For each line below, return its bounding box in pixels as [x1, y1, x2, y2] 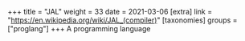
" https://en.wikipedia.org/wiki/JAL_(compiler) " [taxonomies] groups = [7, 15, 238, 25]
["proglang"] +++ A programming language [7, 24, 151, 33]
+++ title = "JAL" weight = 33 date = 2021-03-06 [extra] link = [7, 7, 213, 16]
